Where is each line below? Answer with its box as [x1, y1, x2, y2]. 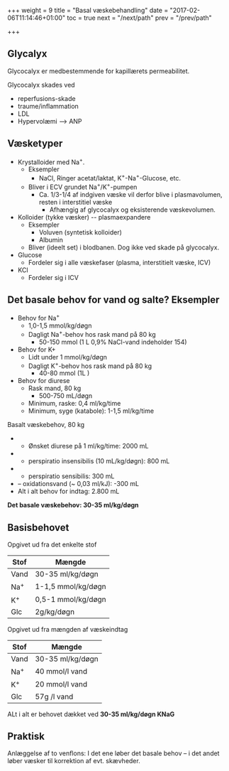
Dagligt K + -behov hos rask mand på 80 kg [28, 360, 152, 370]
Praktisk [7, 730, 45, 742]
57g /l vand [35, 691, 74, 701]
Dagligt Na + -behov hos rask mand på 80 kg [28, 329, 156, 338]
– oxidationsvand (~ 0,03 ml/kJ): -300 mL [17, 480, 140, 488]
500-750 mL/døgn [38, 392, 93, 400]
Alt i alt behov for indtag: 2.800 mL [17, 487, 120, 496]
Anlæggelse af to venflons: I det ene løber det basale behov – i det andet [7, 749, 220, 757]
